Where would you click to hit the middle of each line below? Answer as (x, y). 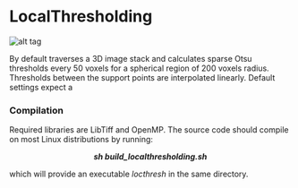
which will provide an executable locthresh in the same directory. (129, 174)
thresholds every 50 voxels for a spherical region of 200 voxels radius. (140, 68)
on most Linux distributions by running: (81, 140)
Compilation (37, 110)
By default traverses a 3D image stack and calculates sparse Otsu (131, 58)
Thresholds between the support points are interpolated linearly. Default (142, 77)
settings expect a (41, 87)
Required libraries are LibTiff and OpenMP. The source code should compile (149, 130)
